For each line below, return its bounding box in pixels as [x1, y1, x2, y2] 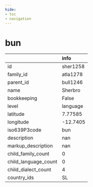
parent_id [7, 79, 29, 86]
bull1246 [62, 79, 83, 86]
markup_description [7, 143, 53, 149]
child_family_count [7, 150, 49, 157]
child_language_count [7, 158, 57, 165]
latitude [7, 111, 25, 118]
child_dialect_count [7, 166, 51, 173]
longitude [7, 119, 29, 125]
